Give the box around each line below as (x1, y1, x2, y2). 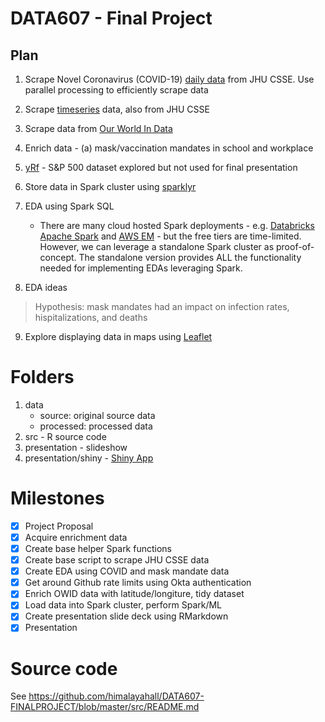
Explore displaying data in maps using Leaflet (24, 331, 213, 342)
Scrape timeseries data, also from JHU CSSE (24, 103, 210, 115)
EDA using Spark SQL (24, 200, 115, 212)
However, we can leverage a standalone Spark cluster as (39, 241, 275, 252)
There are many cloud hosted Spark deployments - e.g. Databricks (39, 220, 315, 231)
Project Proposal (24, 520, 94, 532)
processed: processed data (39, 420, 153, 432)
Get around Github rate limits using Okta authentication (24, 577, 252, 589)
